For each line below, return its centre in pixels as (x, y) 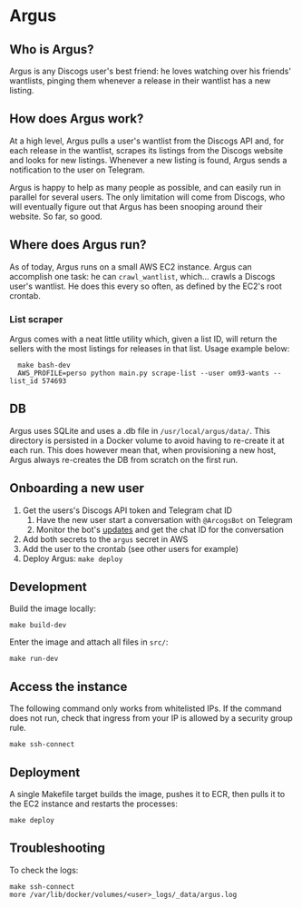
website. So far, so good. (56, 216)
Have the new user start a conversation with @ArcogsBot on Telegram (164, 519)
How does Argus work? (77, 119)
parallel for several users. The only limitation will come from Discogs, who (147, 197)
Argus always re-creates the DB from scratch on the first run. (124, 459)
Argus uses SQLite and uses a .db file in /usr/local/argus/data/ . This (140, 430)
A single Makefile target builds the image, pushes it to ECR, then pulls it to (147, 794)
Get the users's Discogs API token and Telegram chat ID (127, 510)
